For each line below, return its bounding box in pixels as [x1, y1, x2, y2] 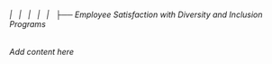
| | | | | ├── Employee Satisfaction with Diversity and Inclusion [9, 9, 263, 20]
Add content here [9, 47, 75, 58]
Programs [9, 18, 47, 29]
